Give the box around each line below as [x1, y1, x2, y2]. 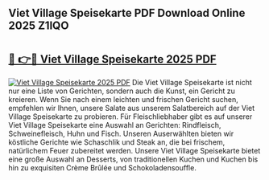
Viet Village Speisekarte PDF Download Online [8, 6, 246, 20]
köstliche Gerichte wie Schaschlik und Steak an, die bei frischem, [8, 137, 226, 147]
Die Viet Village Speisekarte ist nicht [131, 78, 252, 87]
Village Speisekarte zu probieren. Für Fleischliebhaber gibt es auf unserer [8, 112, 253, 121]
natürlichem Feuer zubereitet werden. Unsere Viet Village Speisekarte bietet [8, 146, 261, 155]
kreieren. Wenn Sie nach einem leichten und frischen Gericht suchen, [8, 95, 239, 104]
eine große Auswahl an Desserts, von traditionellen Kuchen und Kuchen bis [8, 154, 259, 164]
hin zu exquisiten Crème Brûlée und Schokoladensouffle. [8, 163, 197, 172]
